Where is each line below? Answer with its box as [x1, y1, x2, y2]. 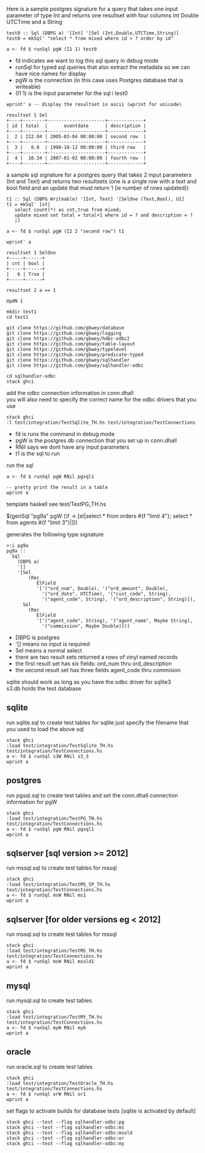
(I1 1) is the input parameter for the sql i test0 [15, 90, 129, 97]
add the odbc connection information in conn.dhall [6, 389, 134, 396]
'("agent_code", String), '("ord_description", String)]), [42, 596, 196, 602]
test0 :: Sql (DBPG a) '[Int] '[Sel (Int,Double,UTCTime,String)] [6, 30, 179, 36]
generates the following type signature [6, 531, 104, 538]
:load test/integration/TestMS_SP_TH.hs [6, 881, 111, 888]
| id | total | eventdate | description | [6, 123, 147, 129]
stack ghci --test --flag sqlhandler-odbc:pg [6, 1119, 124, 1125]
